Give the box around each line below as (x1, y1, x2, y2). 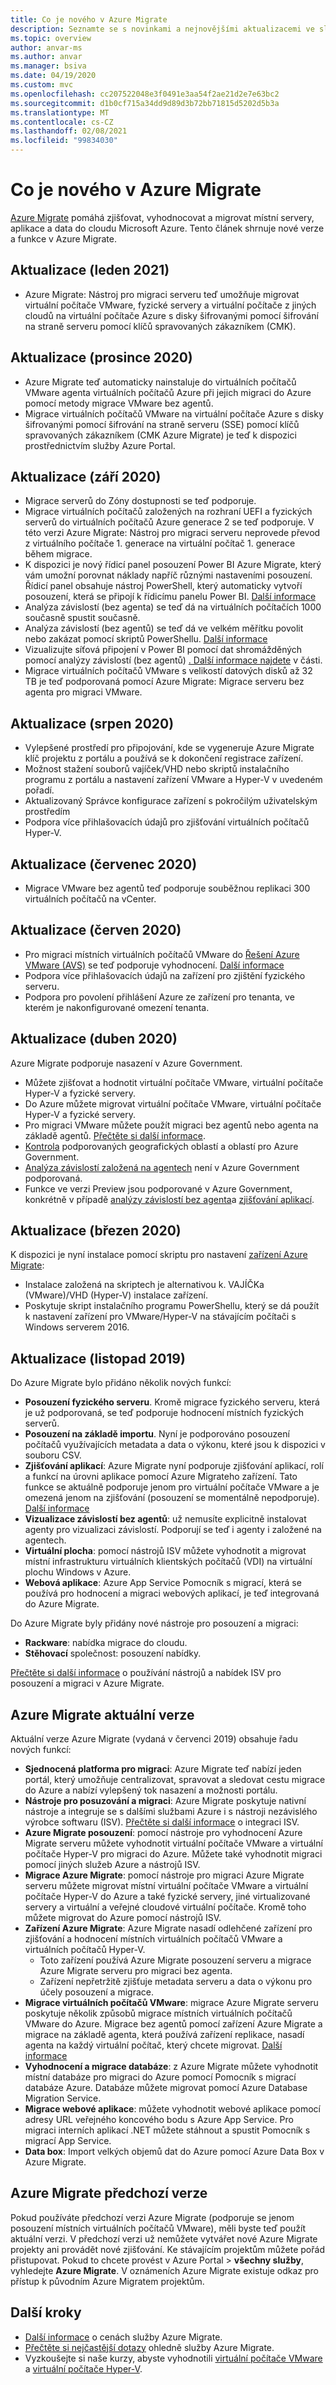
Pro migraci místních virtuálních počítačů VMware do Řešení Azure (24, 948, 300, 960)
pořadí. (24, 784, 55, 796)
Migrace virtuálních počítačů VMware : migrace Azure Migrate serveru (24, 1997, 319, 2009)
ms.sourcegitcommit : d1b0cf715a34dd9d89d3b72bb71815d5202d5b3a (10, 98, 280, 108)
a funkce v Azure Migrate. (10, 232, 118, 245)
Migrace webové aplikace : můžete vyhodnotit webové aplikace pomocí (24, 2103, 321, 2115)
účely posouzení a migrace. (39, 1986, 154, 1998)
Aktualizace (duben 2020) (10, 1031, 178, 1048)
